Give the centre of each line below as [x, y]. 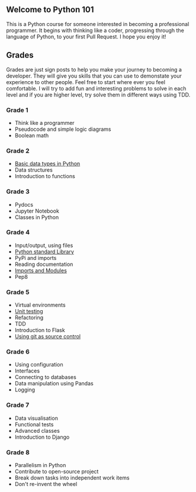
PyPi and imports [36, 258]
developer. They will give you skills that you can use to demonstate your [94, 76]
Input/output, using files [44, 245]
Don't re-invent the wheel [46, 484]
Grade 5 [18, 292]
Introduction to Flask [40, 330]
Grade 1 [17, 110]
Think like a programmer [45, 123]
